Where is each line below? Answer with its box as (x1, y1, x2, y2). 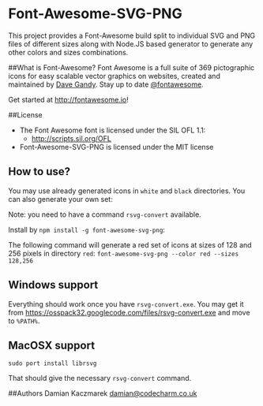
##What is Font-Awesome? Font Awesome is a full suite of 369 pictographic (8, 62, 255, 72)
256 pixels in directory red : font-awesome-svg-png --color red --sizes (8, 248, 239, 258)
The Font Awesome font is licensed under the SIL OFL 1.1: (19, 125, 206, 135)
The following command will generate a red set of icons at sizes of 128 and (8, 240, 252, 249)
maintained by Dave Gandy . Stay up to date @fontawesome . (8, 80, 204, 89)
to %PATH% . (8, 316, 40, 326)
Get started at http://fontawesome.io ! (8, 95, 129, 104)
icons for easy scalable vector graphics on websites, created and (8, 71, 221, 80)
